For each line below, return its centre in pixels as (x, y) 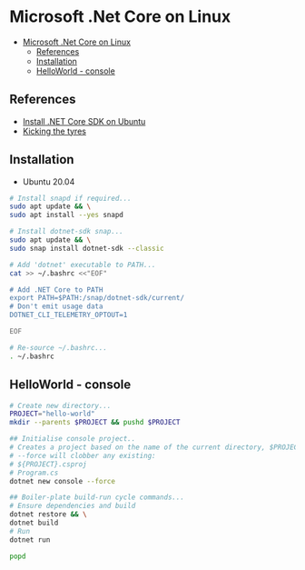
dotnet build (34, 523)
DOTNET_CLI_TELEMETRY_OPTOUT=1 (69, 315)
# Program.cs (34, 473)
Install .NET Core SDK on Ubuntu (84, 121)
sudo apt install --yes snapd (67, 215)
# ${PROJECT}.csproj (49, 464)
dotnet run (30, 540)
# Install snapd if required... (70, 198)
